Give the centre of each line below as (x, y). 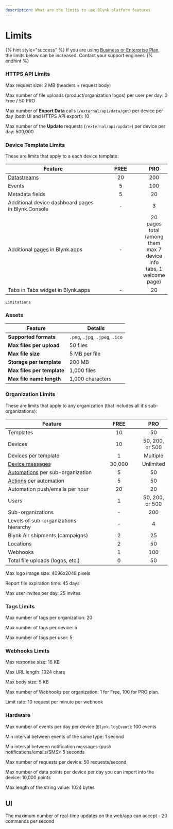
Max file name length (34, 379)
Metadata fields (27, 195)
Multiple (154, 455)
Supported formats (32, 337)
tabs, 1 (154, 269)
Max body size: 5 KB (27, 682)
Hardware (18, 715)
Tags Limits (20, 606)
